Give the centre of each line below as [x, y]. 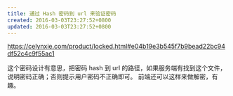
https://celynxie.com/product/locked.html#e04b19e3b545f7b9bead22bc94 [116, 47]
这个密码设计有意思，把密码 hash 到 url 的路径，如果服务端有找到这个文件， [117, 68]
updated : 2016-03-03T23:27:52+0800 [59, 26]
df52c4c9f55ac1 [31, 54]
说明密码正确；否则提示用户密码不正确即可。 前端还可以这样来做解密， [109, 77]
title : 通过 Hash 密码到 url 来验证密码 [62, 14]
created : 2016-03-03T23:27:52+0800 [59, 20]
